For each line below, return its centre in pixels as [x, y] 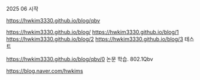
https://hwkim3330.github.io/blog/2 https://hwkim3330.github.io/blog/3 [95, 39]
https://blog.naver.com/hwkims [45, 71]
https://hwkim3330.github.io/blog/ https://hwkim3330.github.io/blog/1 [93, 32]
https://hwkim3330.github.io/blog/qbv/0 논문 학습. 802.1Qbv [80, 59]
